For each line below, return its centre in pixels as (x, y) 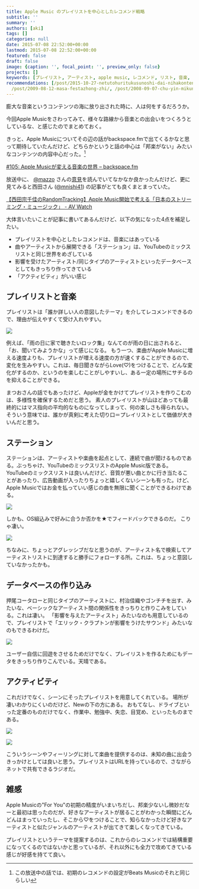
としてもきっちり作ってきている (53, 269)
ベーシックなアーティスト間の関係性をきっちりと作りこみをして (104, 608)
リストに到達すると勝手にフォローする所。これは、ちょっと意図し (112, 557)
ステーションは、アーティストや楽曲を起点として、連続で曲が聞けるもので (96, 458)
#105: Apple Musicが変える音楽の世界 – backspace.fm (72, 166)
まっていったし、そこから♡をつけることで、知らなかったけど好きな (105, 819)
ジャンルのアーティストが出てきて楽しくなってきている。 (117, 827)
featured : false (26, 56)
